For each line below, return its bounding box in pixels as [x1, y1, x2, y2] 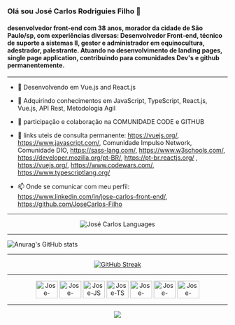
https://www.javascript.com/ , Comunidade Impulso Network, [17, 139, 192, 147]
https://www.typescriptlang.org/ [17, 168, 111, 177]
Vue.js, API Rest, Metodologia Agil [17, 104, 116, 113]
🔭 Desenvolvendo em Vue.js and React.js [17, 83, 136, 92]
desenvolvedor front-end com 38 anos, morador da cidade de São [7, 24, 204, 32]
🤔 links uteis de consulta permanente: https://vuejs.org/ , [17, 131, 180, 139]
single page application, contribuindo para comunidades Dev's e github [7, 53, 220, 62]
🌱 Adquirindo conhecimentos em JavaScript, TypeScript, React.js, [17, 97, 208, 105]
